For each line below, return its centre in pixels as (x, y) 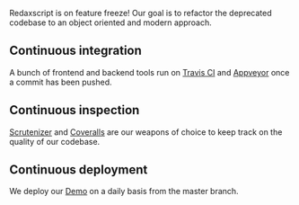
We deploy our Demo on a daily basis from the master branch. (124, 192)
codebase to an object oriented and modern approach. (111, 22)
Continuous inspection (75, 110)
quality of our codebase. (55, 141)
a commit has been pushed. (61, 82)
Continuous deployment (79, 170)
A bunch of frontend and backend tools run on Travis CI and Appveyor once (149, 72)
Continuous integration (75, 51)
